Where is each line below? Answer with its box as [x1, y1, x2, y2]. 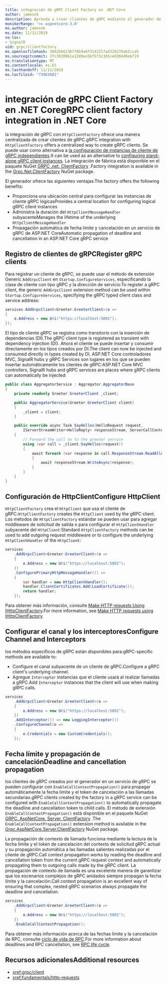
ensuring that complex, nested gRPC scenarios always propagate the [5, 883, 147, 890]
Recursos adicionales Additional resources [5, 956, 140, 965]
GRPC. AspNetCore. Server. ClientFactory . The [5, 816, 101, 821]
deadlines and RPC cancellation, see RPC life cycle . [5, 941, 111, 947]
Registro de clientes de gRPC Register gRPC [5, 250, 143, 258]
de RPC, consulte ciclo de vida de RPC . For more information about [5, 936, 142, 942]
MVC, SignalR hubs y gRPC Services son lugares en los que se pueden [5, 356, 151, 362]
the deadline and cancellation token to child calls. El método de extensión [5, 805, 156, 811]
